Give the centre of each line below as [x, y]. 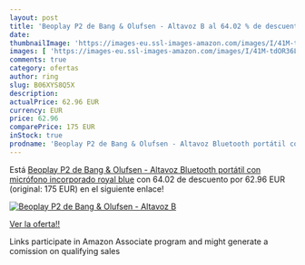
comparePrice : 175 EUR [52, 128]
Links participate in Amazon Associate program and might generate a [139, 241]
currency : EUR [36, 110]
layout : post [34, 18]
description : [34, 93]
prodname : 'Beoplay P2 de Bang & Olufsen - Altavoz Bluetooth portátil [148, 144]
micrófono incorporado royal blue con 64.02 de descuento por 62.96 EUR [148, 179]
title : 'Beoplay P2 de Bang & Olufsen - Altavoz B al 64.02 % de [135, 26]
